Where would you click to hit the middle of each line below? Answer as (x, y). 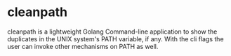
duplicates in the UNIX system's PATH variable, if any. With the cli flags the (115, 38)
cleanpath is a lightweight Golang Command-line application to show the (112, 31)
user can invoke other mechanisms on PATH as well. (83, 46)
